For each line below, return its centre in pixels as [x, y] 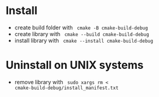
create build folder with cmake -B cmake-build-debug [81, 27]
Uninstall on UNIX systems [75, 65]
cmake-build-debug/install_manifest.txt [66, 88]
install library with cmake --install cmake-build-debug [84, 40]
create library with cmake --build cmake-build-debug [82, 34]
